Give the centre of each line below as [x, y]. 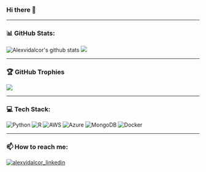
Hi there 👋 [21, 10]
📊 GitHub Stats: [31, 33]
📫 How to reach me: [37, 147]
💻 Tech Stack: [29, 109]
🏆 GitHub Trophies [36, 72]
